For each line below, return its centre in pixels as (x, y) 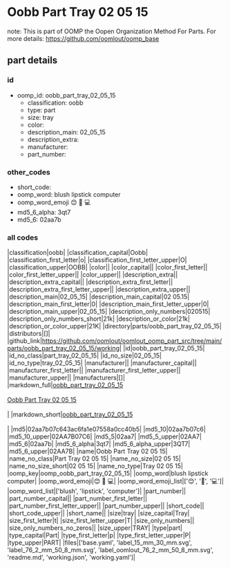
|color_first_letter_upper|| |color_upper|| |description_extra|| (93, 275)
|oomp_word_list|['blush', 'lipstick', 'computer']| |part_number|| (97, 491)
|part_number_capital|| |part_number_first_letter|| (77, 499)
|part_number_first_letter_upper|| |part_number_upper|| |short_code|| (106, 506)
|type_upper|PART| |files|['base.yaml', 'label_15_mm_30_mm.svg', (99, 543)
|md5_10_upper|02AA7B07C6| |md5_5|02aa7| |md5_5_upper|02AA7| (105, 436)
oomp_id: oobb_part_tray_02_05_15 (66, 95)
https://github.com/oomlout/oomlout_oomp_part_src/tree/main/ (132, 341)
